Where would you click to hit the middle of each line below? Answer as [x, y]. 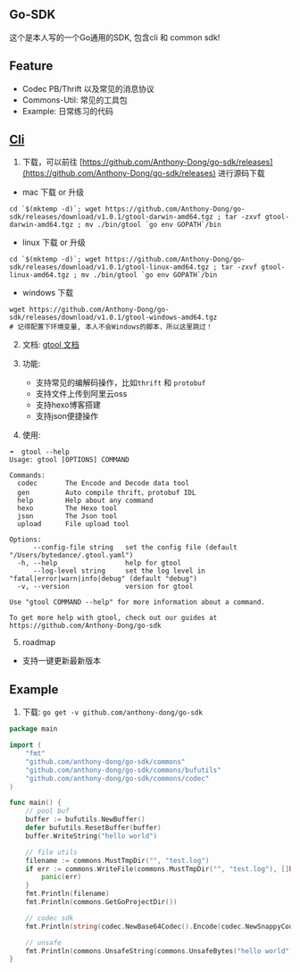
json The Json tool [67, 516]
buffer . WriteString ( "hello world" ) [92, 836]
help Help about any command [85, 501]
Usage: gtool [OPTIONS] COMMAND [69, 460]
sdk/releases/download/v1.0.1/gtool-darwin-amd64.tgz [112, 217]
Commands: [28, 476]
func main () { [36, 803]
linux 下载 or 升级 [54, 243]
